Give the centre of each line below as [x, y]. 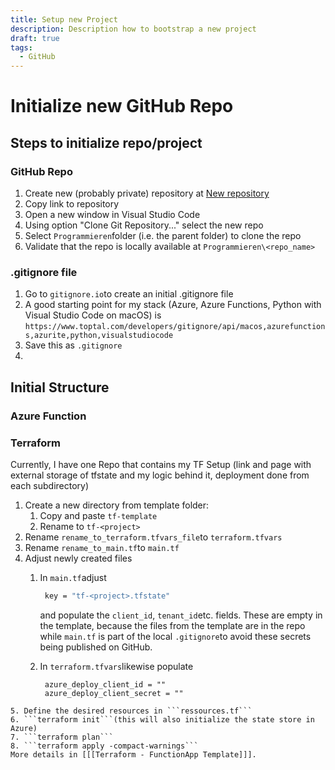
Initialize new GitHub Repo [122, 106]
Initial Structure [60, 387]
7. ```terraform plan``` [62, 737]
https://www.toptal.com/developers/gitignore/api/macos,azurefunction [175, 327]
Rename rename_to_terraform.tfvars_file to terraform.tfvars [153, 537]
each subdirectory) [50, 485]
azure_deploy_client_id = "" [105, 684]
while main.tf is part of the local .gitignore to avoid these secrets [175, 636]
